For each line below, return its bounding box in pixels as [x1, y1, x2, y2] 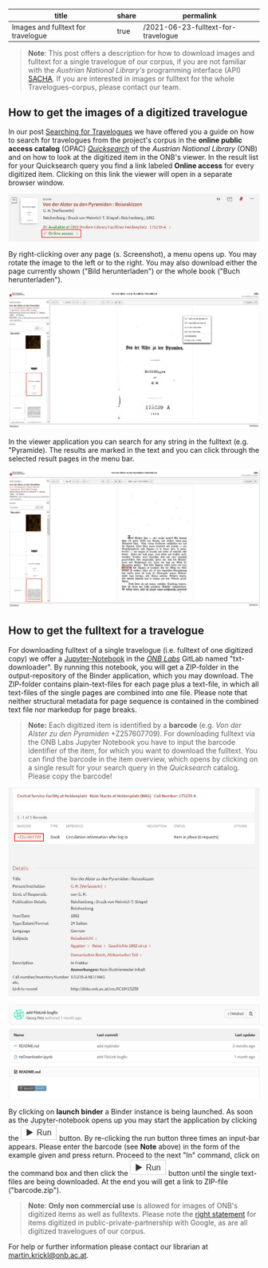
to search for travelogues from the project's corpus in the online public [8, 135, 242, 145]
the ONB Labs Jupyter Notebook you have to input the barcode [27, 737, 236, 746]
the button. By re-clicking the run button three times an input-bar [8, 1134, 260, 1143]
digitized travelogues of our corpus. [27, 1226, 146, 1236]
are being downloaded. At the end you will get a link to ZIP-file [23, 1177, 229, 1186]
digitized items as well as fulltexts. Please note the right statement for [27, 1210, 257, 1219]
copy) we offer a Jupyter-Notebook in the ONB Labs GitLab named [8, 654, 228, 663]
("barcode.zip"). [8, 1186, 61, 1195]
